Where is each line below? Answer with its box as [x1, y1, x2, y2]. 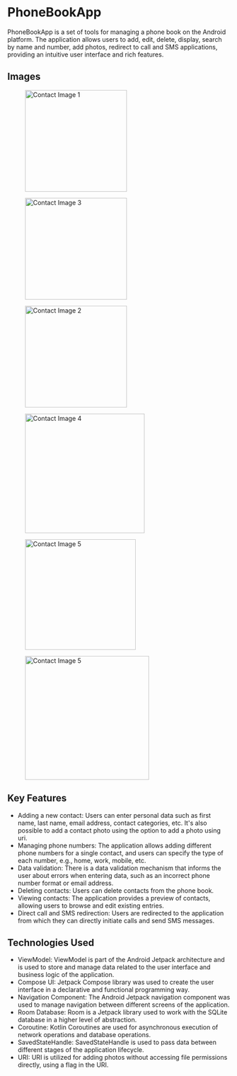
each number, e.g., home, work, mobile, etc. [17, 856, 146, 864]
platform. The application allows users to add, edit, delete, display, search [7, 35, 223, 43]
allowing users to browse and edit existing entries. [17, 901, 164, 910]
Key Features [7, 792, 67, 804]
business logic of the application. [17, 971, 115, 979]
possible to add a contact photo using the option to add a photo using [17, 826, 221, 835]
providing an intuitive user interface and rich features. [7, 50, 164, 59]
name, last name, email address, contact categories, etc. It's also [17, 818, 207, 827]
